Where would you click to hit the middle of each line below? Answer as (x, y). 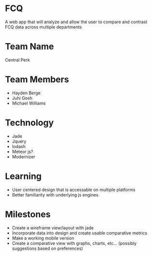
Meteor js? (22, 151)
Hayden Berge (26, 93)
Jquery (19, 141)
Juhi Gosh (22, 98)
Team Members (37, 80)
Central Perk (17, 60)
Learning (23, 176)
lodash (19, 146)
